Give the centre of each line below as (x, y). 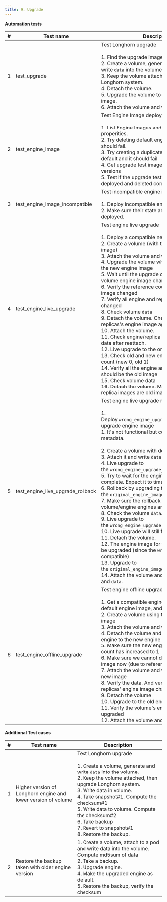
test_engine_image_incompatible (54, 204)
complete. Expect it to (126, 482)
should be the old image (129, 374)
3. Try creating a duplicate (132, 152)
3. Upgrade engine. (99, 867)
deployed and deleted (127, 183)
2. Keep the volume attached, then (117, 778)
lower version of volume (44, 800)
